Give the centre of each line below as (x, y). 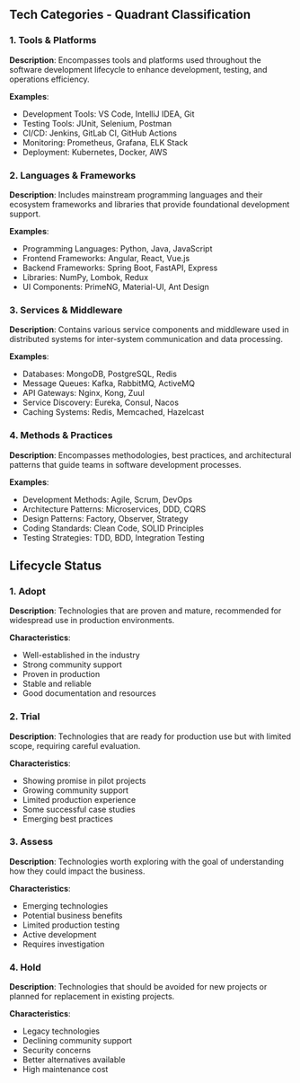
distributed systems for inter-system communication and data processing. (146, 339)
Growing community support (75, 790)
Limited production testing (71, 925)
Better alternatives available (74, 1060)
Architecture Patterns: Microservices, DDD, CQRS (114, 509)
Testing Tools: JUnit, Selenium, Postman (97, 123)
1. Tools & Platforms (53, 40)
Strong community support (72, 665)
